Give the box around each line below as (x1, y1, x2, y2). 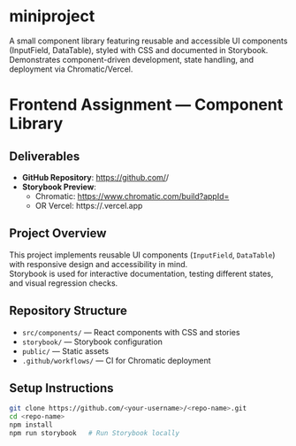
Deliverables (9, 149, 80, 164)
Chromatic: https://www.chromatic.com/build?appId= (34, 190, 230, 201)
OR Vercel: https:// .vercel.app (34, 200, 143, 211)
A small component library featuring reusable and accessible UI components (9, 35, 288, 46)
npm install (9, 420, 53, 430)
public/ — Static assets (21, 345, 109, 356)
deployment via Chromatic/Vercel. (9, 64, 133, 74)
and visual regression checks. (9, 277, 118, 288)
